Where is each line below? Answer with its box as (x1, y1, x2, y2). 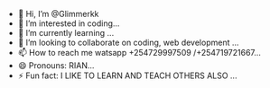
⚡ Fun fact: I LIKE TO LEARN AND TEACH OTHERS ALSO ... (17, 70, 237, 81)
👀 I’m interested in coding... (17, 18, 120, 29)
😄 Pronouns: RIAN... (17, 60, 95, 71)
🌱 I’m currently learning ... (17, 28, 115, 38)
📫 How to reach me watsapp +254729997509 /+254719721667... (17, 48, 262, 57)
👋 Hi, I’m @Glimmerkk (17, 9, 99, 19)
